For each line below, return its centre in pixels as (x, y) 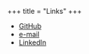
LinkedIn (32, 42)
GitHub (30, 26)
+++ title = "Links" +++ (45, 11)
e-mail (29, 34)
